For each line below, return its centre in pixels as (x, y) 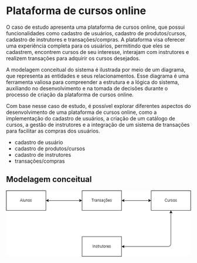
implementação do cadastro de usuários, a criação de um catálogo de (91, 118)
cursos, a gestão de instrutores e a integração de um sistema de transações (98, 124)
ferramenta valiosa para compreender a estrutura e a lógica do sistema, (93, 82)
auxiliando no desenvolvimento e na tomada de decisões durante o (87, 88)
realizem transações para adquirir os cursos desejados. (73, 58)
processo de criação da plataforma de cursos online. (70, 95)
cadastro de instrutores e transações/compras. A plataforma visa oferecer (96, 39)
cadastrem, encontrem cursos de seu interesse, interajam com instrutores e (98, 52)
